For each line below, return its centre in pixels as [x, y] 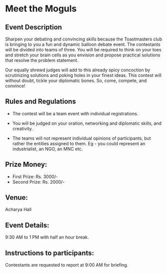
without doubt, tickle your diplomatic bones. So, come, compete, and [76, 81]
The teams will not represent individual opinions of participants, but [82, 138]
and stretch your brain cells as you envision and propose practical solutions [83, 55]
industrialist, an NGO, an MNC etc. [48, 149]
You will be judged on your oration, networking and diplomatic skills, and [87, 123]
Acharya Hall [18, 210]
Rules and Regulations [41, 102]
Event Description [34, 27]
